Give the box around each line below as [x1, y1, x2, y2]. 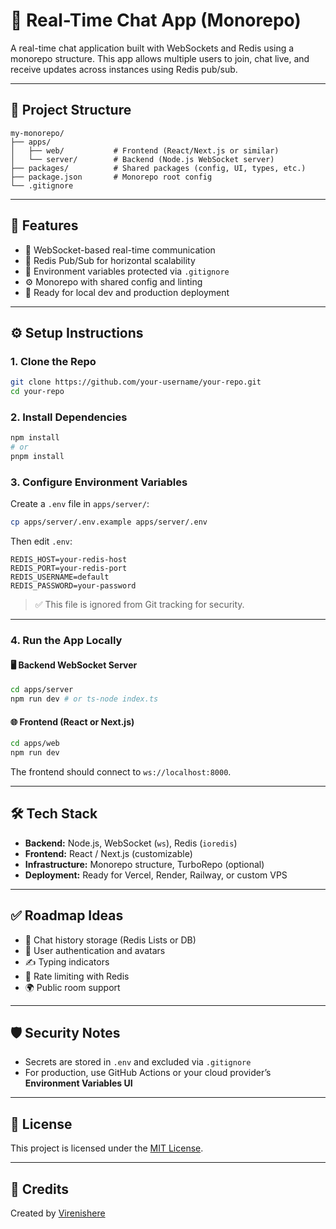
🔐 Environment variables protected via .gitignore [24, 265, 230, 277]
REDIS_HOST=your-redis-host [10, 555, 128, 565]
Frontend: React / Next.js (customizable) [24, 847, 193, 859]
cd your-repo [10, 387, 65, 397]
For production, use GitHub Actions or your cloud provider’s [24, 1067, 272, 1079]
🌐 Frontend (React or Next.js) [10, 715, 135, 728]
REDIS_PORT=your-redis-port [10, 564, 128, 574]
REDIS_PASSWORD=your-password [10, 581, 137, 591]
